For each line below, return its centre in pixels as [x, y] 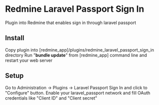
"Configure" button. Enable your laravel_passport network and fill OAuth [78, 93]
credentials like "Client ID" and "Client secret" [51, 98]
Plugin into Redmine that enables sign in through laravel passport [70, 23]
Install [15, 38]
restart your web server [29, 60]
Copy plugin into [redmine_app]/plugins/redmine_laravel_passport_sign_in [79, 50]
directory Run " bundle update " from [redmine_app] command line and [76, 55]
